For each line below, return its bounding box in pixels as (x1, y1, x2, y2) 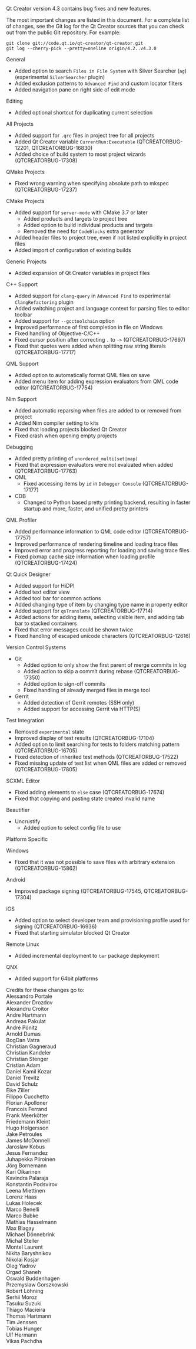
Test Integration (6, 717, 45, 723)
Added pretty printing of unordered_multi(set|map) (14, 455, 138, 462)
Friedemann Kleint (6, 1118, 51, 1125)
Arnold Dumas (6, 1030, 41, 1037)
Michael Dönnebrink (6, 1231, 55, 1238)
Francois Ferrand (6, 1106, 48, 1112)
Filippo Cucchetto (6, 1093, 49, 1100)
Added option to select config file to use (23, 824, 121, 831)
